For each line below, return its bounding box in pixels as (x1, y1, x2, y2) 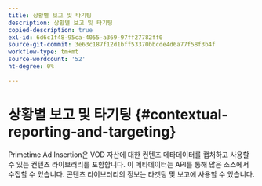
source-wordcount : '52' (8, 56, 86, 64)
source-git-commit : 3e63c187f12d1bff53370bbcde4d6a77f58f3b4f (8, 41, 216, 49)
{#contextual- (134, 105, 229, 123)
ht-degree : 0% (8, 63, 55, 71)
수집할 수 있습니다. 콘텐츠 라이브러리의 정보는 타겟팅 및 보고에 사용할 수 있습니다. (8, 170, 255, 179)
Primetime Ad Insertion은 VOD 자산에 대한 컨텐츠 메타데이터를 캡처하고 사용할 (8, 150, 249, 159)
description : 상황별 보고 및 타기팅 (8, 19, 114, 27)
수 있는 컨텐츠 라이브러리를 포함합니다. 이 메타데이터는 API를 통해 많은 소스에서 (8, 159, 249, 169)
